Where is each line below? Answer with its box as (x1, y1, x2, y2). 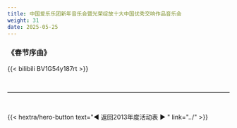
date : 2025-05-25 (7, 23, 59, 30)
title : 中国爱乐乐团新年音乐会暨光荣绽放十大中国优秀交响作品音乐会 (7, 10, 182, 18)
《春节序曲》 (7, 48, 51, 58)
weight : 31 (7, 17, 39, 24)
